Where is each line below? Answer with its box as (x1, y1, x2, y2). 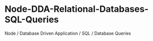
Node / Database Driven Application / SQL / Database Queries (4, 30, 131, 36)
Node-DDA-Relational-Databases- (4, 3, 149, 15)
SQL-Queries (4, 14, 59, 25)
